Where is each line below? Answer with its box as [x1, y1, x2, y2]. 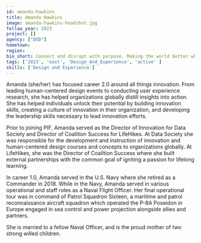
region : [6, 48, 26, 54]
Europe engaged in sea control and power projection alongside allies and [6, 206, 187, 213]
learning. [6, 162, 28, 169]
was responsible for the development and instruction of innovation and [6, 137, 181, 144]
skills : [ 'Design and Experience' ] [6, 64, 95, 71]
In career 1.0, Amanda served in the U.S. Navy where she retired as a [6, 174, 176, 181]
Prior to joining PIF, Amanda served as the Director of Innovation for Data [6, 124, 186, 132]
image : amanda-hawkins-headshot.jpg [6, 20, 98, 26]
